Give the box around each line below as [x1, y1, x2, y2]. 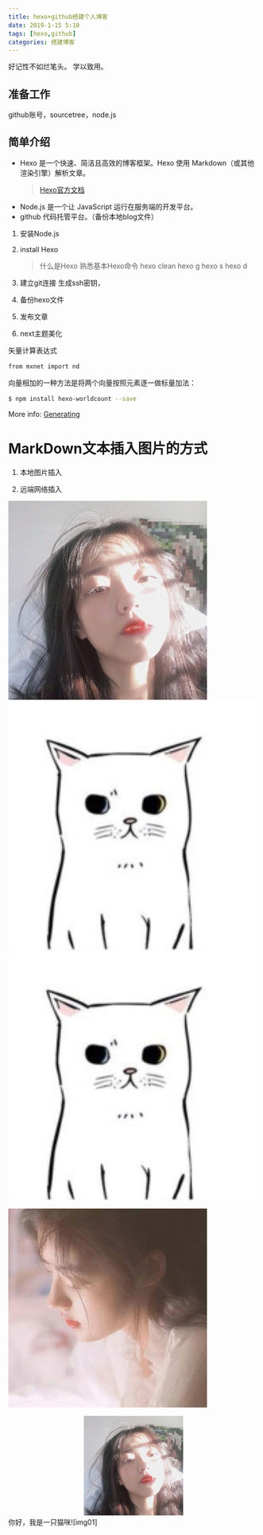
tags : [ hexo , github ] [8, 29, 77, 37]
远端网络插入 [19, 484, 62, 493]
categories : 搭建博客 [8, 38, 75, 46]
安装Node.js [19, 228, 60, 238]
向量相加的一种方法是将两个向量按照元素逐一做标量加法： [8, 378, 196, 388]
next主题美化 [19, 329, 63, 338]
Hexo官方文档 [39, 185, 85, 194]
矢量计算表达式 [8, 345, 57, 355]
